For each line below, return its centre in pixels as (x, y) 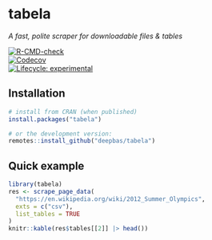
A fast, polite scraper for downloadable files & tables (95, 36)
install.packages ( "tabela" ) (55, 119)
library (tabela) (35, 184)
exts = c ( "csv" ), (44, 207)
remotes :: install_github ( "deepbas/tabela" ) (82, 141)
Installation (37, 94)
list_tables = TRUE (48, 214)
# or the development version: (60, 134)
